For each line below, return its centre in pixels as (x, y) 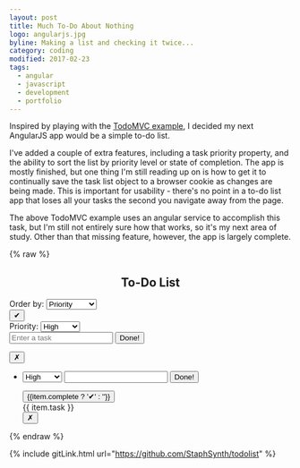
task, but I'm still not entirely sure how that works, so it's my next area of (143, 227)
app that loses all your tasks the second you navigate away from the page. (146, 200)
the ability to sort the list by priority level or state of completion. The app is (147, 163)
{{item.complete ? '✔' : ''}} (68, 397)
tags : (19, 68)
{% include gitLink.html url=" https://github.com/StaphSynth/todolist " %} (142, 454)
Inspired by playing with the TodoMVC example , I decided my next (132, 126)
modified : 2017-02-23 (50, 59)
